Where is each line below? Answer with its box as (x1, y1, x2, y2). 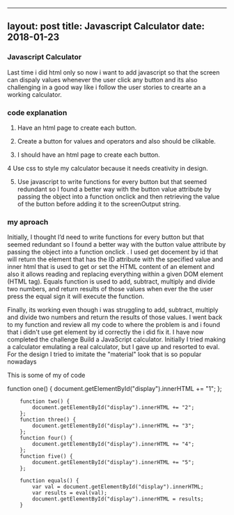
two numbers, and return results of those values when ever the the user (7, 285, 214, 293)
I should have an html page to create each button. (17, 151, 160, 159)
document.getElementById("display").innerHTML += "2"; (32, 404, 195, 411)
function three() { (19, 416, 77, 424)
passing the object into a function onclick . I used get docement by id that (7, 248, 219, 256)
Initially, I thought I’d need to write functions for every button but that (7, 233, 204, 241)
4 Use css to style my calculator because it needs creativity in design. (7, 164, 208, 172)
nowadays (7, 358, 37, 366)
